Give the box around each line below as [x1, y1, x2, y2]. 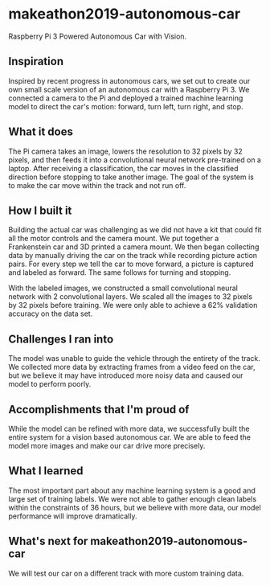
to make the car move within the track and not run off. [8, 180, 186, 190]
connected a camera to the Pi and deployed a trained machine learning [8, 93, 243, 103]
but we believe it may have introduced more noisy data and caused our [8, 371, 243, 380]
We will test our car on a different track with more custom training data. [8, 568, 244, 578]
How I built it [8, 203, 72, 217]
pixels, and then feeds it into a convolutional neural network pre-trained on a [8, 154, 261, 165]
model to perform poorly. [8, 379, 92, 389]
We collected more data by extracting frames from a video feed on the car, [8, 363, 256, 372]
